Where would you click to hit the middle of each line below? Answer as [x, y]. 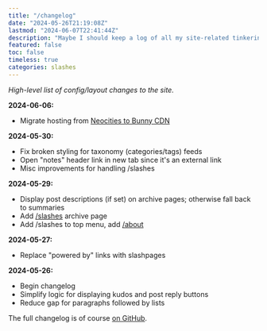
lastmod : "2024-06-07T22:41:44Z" [64, 30]
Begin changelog [47, 286]
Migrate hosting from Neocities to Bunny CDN [95, 121]
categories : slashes [43, 67]
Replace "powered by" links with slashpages [93, 255]
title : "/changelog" [43, 15]
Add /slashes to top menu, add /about [82, 224]
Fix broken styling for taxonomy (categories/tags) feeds [111, 151]
